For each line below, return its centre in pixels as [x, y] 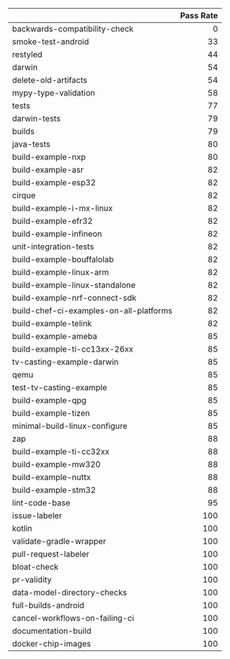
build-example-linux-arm [61, 272]
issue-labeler [37, 516]
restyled [28, 54]
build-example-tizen [51, 413]
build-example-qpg [49, 400]
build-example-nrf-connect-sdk [74, 298]
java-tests [32, 144]
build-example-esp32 [54, 182]
